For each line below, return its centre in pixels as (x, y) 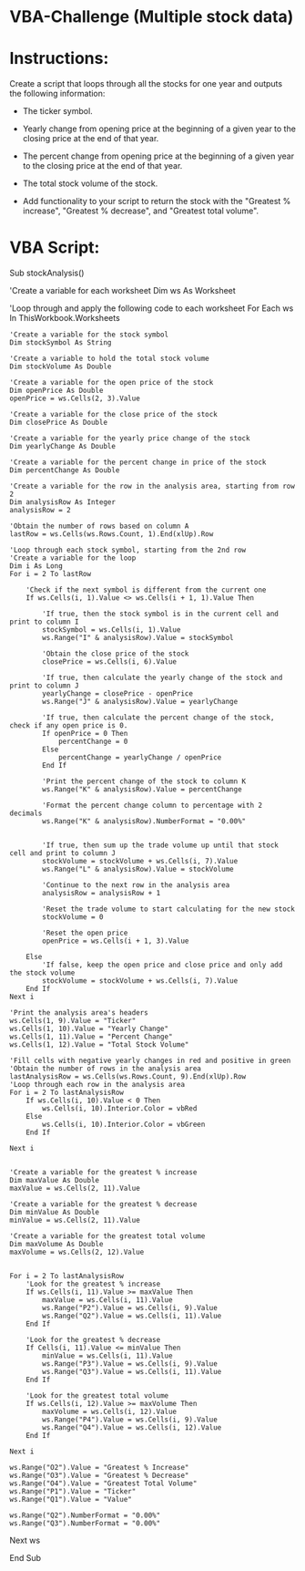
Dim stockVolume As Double (61, 367)
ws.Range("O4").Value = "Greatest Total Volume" (103, 1483)
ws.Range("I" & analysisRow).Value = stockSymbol (138, 638)
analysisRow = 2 (40, 511)
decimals (26, 813)
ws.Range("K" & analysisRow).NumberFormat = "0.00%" (144, 822)
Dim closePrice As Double (58, 423)
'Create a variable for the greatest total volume (107, 1236)
